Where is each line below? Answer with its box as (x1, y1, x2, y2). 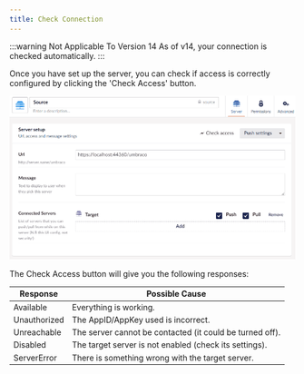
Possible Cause (146, 289, 207, 300)
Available (13, 301, 48, 312)
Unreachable (13, 327, 62, 338)
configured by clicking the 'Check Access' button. (9, 77, 197, 88)
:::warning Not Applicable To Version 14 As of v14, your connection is (9, 41, 268, 52)
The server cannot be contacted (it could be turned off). (72, 327, 281, 338)
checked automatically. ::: (9, 50, 105, 61)
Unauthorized (13, 314, 65, 325)
